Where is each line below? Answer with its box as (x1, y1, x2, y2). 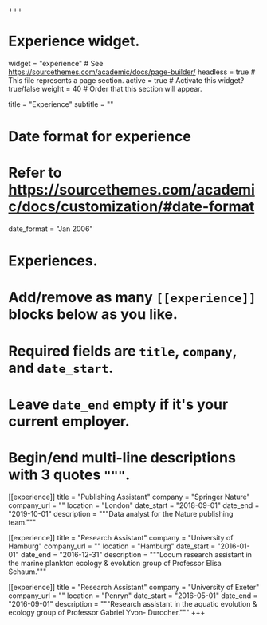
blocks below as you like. (8, 305, 178, 324)
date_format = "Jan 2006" (8, 224, 93, 234)
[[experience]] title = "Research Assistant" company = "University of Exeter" (8, 582, 260, 592)
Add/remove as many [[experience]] (8, 289, 257, 307)
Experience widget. (8, 33, 140, 50)
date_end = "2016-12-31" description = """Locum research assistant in (20, 549, 253, 559)
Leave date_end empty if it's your (8, 395, 229, 413)
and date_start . (8, 359, 114, 377)
